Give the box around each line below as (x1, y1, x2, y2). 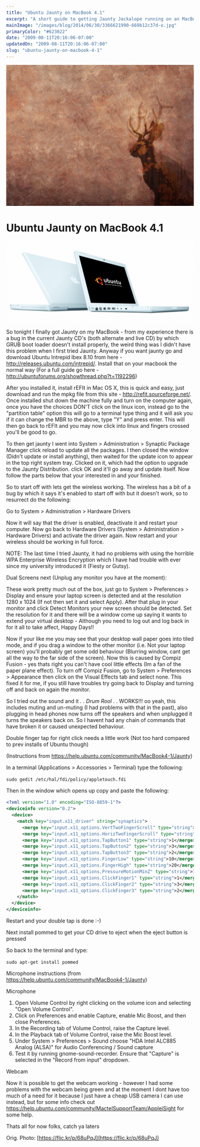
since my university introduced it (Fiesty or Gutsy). (6, 563, 130, 570)
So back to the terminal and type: (6, 946, 88, 954)
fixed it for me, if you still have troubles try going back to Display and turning (6, 680, 194, 687)
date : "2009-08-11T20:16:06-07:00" (6, 35, 95, 41)
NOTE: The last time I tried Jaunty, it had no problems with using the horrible (6, 550, 194, 557)
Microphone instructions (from (6, 970, 82, 977)
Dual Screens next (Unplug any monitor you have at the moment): (6, 574, 167, 581)
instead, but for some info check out (6, 1099, 95, 1106)
